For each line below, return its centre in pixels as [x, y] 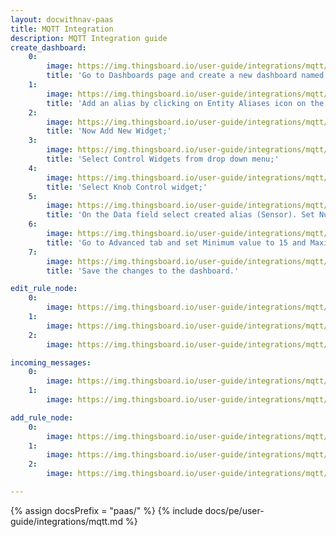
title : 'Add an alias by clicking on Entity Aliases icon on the [185, 103]
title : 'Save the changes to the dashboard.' [143, 271]
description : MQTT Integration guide [89, 38]
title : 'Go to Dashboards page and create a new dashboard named [185, 76]
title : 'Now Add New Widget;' [109, 131]
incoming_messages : [51, 362]
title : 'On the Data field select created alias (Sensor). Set [180, 215]
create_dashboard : [48, 47]
